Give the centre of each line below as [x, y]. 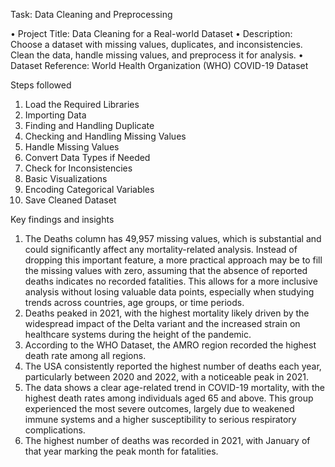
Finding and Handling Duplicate [89, 125]
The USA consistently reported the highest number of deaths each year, [173, 366]
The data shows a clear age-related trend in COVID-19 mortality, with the [174, 387]
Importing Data [55, 115]
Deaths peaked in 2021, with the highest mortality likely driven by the [167, 313]
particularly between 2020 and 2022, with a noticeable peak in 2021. [166, 377]
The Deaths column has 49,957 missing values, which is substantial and [173, 238]
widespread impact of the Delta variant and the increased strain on [162, 323]
